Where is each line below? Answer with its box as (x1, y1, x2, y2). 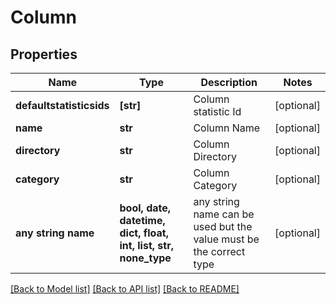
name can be (193, 207, 255, 221)
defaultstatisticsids (15, 99, 110, 112)
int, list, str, (119, 239, 174, 252)
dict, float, (119, 226, 169, 240)
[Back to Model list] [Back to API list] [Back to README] (10, 283, 240, 295)
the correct (193, 245, 246, 258)
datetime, (119, 214, 166, 227)
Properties (10, 46, 78, 63)
